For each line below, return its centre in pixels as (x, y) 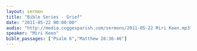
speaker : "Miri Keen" (33, 33)
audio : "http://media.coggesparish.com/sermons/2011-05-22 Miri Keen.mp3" (99, 28)
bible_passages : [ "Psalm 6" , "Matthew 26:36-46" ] (67, 39)
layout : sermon (25, 11)
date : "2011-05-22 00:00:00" (42, 22)
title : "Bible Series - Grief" (44, 17)
